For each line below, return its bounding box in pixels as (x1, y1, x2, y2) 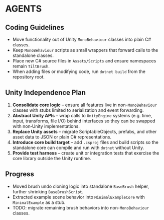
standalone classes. (12, 52, 54, 58)
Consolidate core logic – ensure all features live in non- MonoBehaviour (12, 102, 157, 108)
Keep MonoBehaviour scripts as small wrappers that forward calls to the (12, 47, 158, 53)
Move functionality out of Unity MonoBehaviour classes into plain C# (12, 36, 151, 42)
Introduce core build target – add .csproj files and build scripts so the (12, 139, 159, 145)
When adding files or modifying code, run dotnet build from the (12, 68, 145, 75)
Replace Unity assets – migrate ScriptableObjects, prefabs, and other (12, 128, 157, 134)
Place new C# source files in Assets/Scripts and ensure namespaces (12, 58, 156, 63)
